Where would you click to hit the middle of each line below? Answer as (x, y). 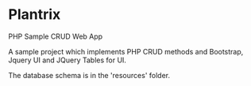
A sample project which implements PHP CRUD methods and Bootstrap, (126, 51)
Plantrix (35, 15)
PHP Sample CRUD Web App (56, 36)
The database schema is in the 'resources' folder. (89, 75)
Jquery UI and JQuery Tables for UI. (68, 60)
